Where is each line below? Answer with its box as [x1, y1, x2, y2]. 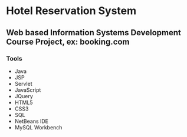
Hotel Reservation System [6, 4, 137, 18]
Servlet [14, 80, 32, 87]
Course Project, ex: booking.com [6, 36, 130, 46]
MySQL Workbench [14, 123, 63, 131]
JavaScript [14, 86, 41, 93]
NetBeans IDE [14, 118, 49, 125]
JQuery [14, 92, 34, 99]
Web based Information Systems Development [6, 28, 182, 38]
